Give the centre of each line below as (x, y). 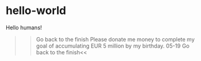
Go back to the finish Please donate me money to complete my (115, 39)
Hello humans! (24, 27)
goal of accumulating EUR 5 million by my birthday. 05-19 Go (113, 46)
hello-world (36, 11)
